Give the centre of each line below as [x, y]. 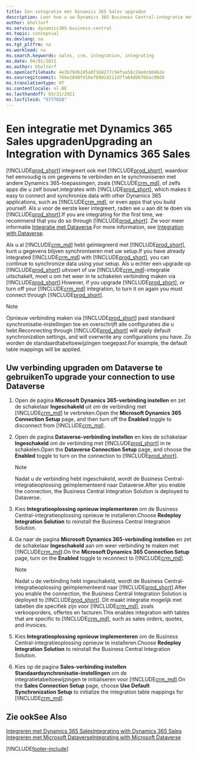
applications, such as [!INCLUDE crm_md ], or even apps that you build [91, 202]
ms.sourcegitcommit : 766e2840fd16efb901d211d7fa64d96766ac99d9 [85, 77]
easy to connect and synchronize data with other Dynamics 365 [84, 195]
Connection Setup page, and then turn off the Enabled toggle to [93, 419]
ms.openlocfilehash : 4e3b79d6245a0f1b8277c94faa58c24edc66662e [85, 72]
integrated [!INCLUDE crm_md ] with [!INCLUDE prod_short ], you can [88, 257]
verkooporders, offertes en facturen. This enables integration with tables [102, 613]
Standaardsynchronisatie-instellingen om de [71, 673]
